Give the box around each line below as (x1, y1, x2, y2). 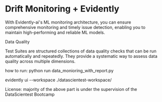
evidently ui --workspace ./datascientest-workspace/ (5, 77, 112, 83)
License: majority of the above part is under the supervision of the (5, 86, 137, 92)
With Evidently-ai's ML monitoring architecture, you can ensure (5, 19, 131, 25)
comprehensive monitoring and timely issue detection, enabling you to (5, 24, 146, 30)
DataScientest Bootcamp (5, 91, 55, 97)
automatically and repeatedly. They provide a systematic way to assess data (5, 53, 158, 59)
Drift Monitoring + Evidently (5, 3, 120, 14)
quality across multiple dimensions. (5, 58, 76, 64)
